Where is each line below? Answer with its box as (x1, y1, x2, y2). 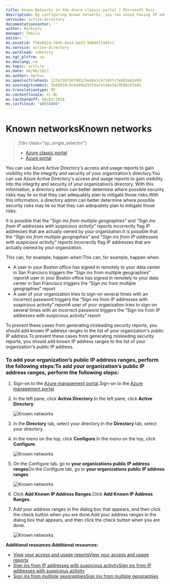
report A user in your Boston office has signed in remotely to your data (13, 275, 158, 281)
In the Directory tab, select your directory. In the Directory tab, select (13, 421, 157, 427)
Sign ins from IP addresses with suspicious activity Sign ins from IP (13, 562, 152, 569)
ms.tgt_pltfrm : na (6, 54, 44, 60)
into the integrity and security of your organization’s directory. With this (6, 181, 154, 187)
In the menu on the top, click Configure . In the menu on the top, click (13, 436, 156, 442)
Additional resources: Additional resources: (6, 542, 98, 548)
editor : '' (6, 36, 29, 41)
